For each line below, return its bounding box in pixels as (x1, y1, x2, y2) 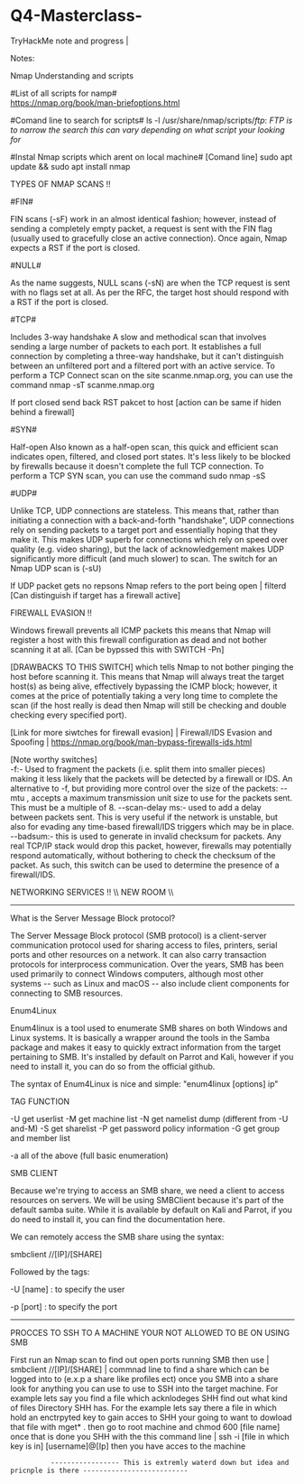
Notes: (10, 52, 35, 63)
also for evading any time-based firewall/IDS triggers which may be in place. (10, 821, 294, 831)
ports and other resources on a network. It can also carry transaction (10, 949, 267, 960)
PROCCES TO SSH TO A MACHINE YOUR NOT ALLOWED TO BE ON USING (10, 1327, 290, 1338)
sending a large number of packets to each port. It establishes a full (10, 340, 262, 352)
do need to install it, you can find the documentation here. (10, 1213, 226, 1224)
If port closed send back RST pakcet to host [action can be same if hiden (10, 396, 282, 407)
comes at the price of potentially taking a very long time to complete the (10, 690, 279, 700)
